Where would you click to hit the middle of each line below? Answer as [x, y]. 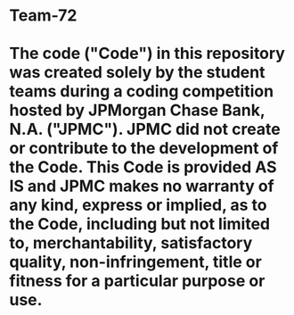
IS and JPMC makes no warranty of [142, 186]
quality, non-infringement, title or [136, 262]
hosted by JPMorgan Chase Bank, [137, 110]
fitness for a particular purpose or [137, 281]
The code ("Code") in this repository [147, 54]
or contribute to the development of [144, 149]
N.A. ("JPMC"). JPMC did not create [145, 129]
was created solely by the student [137, 73]
